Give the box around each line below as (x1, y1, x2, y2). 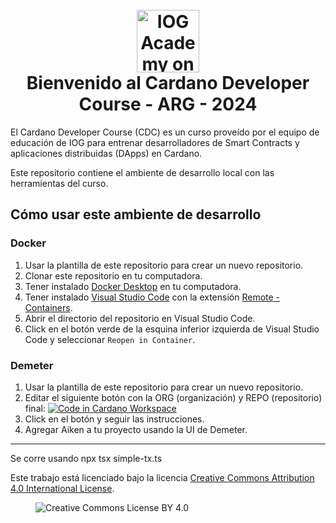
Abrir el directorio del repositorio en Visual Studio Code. (24, 312, 256, 324)
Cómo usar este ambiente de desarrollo (10, 206, 262, 223)
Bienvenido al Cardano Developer (26, 72, 310, 95)
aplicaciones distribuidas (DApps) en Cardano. (10, 147, 203, 159)
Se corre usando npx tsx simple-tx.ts (10, 452, 163, 464)
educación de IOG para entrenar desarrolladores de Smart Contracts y (10, 136, 300, 148)
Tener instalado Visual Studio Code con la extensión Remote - (24, 291, 281, 303)
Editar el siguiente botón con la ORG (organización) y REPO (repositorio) (24, 391, 323, 403)
